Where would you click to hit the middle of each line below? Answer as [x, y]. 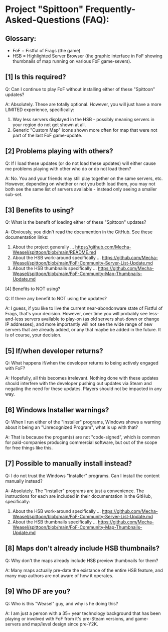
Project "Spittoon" [44, 9]
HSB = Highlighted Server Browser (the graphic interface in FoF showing [88, 56]
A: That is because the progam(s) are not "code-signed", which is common [83, 437]
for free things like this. [29, 448]
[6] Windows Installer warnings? [57, 410]
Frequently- [110, 9]
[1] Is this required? [36, 77]
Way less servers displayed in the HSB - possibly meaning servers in [83, 119]
